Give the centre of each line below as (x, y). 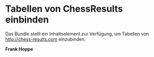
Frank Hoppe (19, 49)
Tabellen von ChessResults (64, 9)
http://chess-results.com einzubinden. (45, 39)
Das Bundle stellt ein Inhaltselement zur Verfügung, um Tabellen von (77, 34)
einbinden (27, 20)
